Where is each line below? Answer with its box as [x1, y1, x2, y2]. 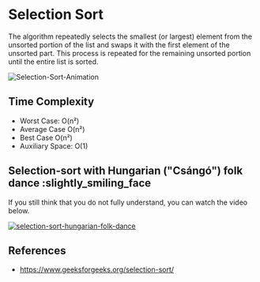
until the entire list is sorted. [8, 57, 99, 66]
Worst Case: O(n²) [19, 116, 80, 126]
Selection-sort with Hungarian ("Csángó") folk [8, 164, 243, 178]
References [8, 243, 66, 258]
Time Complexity [8, 95, 95, 108]
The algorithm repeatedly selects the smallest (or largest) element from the [8, 32, 253, 41]
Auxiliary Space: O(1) [19, 141, 89, 151]
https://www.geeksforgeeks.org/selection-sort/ [19, 265, 175, 274]
